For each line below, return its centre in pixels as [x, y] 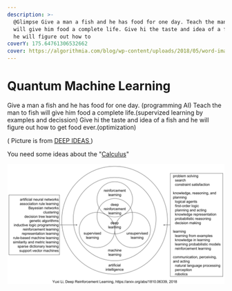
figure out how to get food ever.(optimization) [72, 127]
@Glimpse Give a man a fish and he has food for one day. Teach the [114, 22]
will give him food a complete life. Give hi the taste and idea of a [117, 29]
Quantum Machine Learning [89, 86]
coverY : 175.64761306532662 [48, 44]
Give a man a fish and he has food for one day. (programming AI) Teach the [115, 105]
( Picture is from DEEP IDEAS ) [50, 140]
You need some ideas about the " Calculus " [68, 154]
